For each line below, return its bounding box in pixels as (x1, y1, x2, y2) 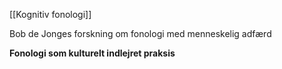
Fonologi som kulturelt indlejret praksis (9, 47, 176, 59)
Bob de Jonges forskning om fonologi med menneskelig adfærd (9, 28, 272, 39)
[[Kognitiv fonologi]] (9, 9, 92, 20)
